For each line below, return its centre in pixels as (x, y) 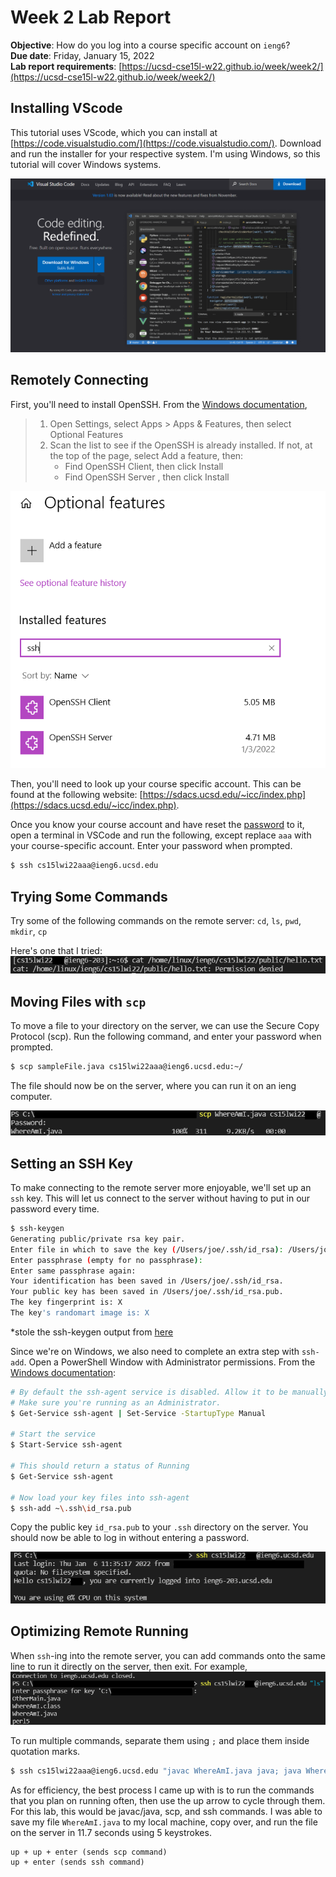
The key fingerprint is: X (66, 1302)
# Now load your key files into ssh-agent (100, 1497)
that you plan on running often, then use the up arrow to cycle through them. (168, 1801)
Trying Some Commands (89, 896)
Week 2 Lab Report (91, 17)
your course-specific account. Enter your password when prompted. (151, 846)
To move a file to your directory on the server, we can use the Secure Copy (165, 1025)
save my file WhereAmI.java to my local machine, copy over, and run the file (164, 1822)
